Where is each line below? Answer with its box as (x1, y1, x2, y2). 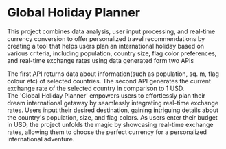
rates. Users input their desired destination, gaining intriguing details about (7, 106, 218, 114)
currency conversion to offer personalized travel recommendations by (7, 34, 205, 42)
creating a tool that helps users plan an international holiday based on (7, 42, 205, 50)
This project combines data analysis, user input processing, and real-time (7, 27, 216, 36)
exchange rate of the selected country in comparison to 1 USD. (7, 84, 185, 92)
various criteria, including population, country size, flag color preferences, (7, 49, 217, 57)
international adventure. (7, 135, 75, 143)
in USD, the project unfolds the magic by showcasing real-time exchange (7, 120, 214, 128)
